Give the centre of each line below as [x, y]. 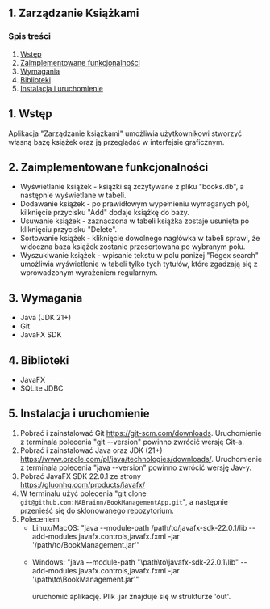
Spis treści [29, 36]
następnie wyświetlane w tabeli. [73, 195]
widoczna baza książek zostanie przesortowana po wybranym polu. [133, 247]
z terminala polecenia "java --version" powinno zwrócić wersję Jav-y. [136, 467]
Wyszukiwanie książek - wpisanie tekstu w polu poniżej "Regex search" [139, 256]
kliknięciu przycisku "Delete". [69, 230]
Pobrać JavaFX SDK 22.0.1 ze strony [80, 476]
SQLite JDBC [42, 388]
